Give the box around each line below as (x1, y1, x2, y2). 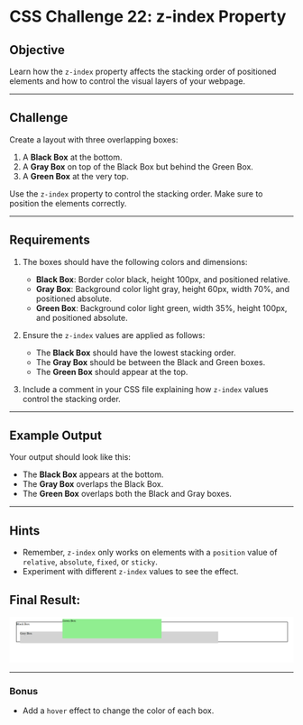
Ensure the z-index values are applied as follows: (22, 329, 206, 340)
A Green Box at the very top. (22, 170, 129, 181)
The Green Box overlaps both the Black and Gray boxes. (22, 489, 233, 500)
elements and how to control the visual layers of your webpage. (9, 76, 246, 87)
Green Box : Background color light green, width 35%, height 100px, (35, 302, 288, 313)
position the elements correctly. (9, 197, 127, 208)
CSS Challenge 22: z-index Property (9, 6, 287, 27)
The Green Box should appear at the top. (35, 366, 188, 377)
